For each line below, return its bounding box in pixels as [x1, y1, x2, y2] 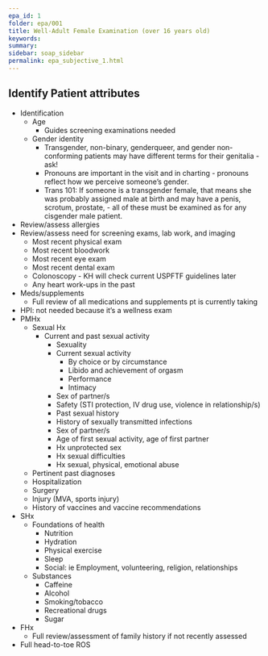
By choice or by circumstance [68, 357, 167, 366]
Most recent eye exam [31, 253, 106, 263]
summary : [8, 42, 38, 50]
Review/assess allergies [19, 219, 101, 229]
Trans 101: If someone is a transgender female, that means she [43, 185, 252, 194]
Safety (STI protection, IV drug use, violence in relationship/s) [56, 399, 261, 409]
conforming [43, 151, 83, 161]
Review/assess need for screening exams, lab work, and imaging [19, 228, 236, 238]
